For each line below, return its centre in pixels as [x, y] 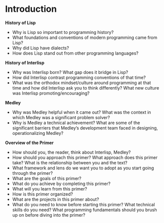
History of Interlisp [25, 63]
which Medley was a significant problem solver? [61, 117]
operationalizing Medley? [38, 133]
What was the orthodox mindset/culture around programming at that [82, 83]
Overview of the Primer [30, 143]
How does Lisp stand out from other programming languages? [75, 53]
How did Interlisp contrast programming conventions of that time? [79, 77]
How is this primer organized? [42, 194]
